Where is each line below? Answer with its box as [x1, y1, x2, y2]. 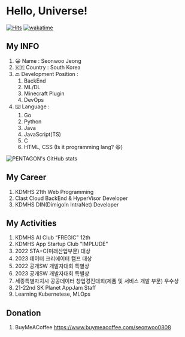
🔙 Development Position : [14, 70, 79, 77]
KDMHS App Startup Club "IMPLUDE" [14, 241, 109, 248]
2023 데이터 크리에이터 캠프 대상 [14, 255, 92, 262]
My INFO [6, 41, 40, 51]
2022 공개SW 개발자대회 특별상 [14, 262, 90, 270]
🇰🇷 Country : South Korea [14, 63, 81, 71]
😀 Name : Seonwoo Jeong [14, 57, 82, 64]
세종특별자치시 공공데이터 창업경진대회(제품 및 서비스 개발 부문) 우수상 [14, 277, 179, 285]
